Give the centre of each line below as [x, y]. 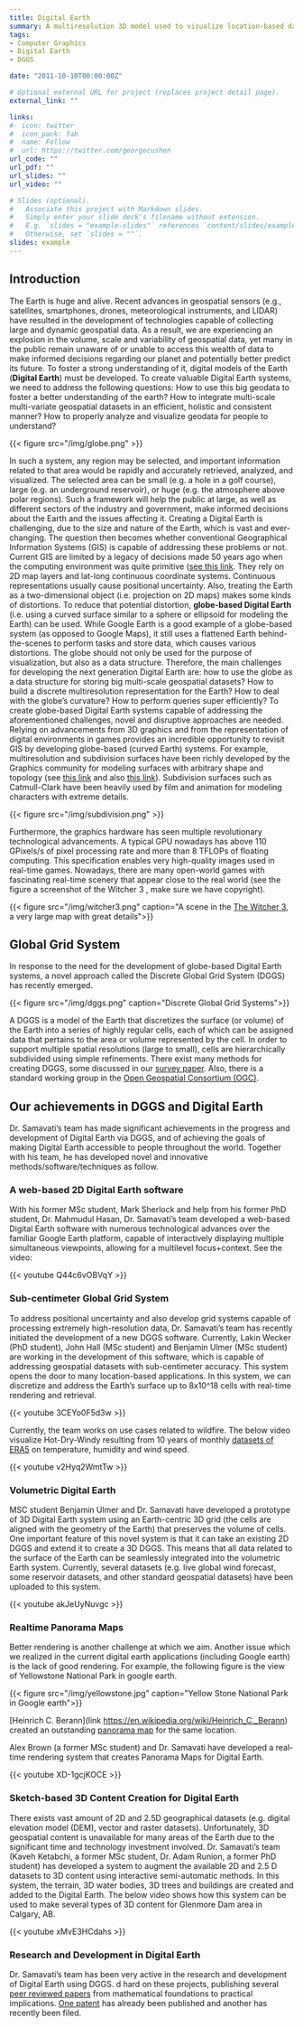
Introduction [45, 280]
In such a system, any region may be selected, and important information [145, 461]
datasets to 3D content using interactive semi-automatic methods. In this [144, 1875]
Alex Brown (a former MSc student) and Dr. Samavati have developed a [142, 1748]
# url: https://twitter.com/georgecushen [90, 151]
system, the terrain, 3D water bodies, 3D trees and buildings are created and [151, 1885]
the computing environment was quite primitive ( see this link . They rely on [147, 566]
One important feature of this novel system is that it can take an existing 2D [149, 1539]
